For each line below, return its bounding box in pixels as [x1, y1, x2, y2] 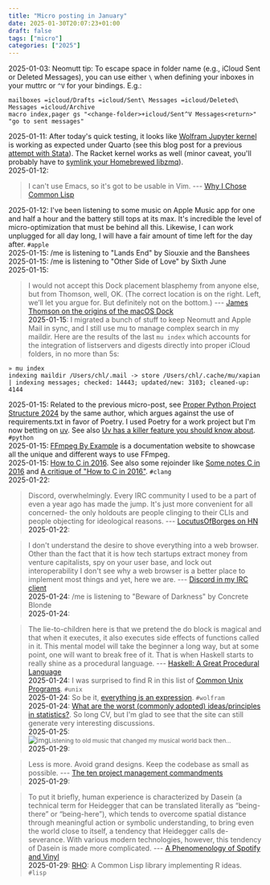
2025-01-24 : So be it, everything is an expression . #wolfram [27, 693, 225, 703]
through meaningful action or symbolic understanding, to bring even [27, 817, 255, 828]
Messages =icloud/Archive [8, 104, 95, 112]
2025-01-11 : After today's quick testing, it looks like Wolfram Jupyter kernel [8, 132, 257, 141]
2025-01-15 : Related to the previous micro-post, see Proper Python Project [8, 399, 256, 410]
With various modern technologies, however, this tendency [67, 835, 262, 845]
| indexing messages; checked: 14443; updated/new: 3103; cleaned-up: [8, 379, 250, 387]
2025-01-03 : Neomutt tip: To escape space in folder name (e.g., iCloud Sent [8, 64, 261, 73]
